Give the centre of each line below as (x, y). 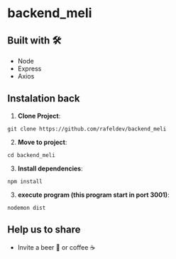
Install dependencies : (50, 168)
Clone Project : (39, 116)
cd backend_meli (31, 155)
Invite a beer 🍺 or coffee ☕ (56, 247)
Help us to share (44, 230)
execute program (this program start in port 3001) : (93, 195)
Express (29, 68)
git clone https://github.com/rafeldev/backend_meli (87, 129)
